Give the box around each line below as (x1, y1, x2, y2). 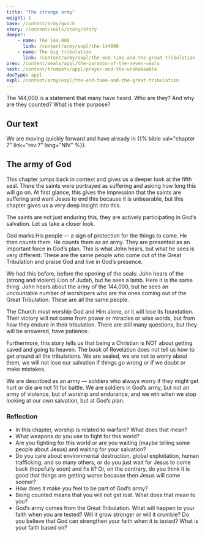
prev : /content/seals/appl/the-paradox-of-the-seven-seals (6, 60, 160, 66)
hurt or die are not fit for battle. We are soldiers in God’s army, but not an (6, 384, 190, 391)
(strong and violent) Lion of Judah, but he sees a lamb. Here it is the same (6, 276, 193, 284)
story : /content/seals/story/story (6, 26, 97, 33)
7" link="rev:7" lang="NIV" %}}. (6, 141, 87, 149)
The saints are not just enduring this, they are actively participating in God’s (6, 213, 197, 221)
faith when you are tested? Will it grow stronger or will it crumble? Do (15, 511, 190, 519)
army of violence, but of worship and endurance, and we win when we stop (6, 390, 197, 398)
